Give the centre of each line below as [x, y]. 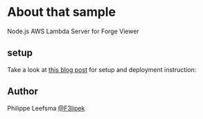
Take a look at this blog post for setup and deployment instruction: [102, 69]
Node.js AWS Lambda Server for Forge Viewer [73, 31]
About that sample [62, 12]
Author [23, 92]
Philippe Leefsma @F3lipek [46, 108]
